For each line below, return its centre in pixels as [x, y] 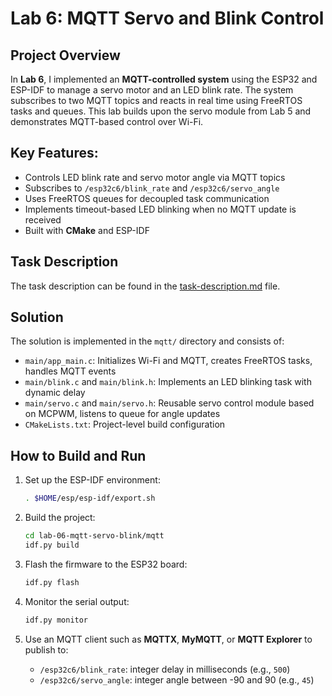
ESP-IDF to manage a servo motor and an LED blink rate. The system [152, 90]
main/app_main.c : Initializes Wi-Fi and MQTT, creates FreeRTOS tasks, [168, 361]
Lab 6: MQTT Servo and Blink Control [167, 18]
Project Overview [65, 55]
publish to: [46, 649]
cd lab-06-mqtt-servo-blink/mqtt [94, 536]
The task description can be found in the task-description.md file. [145, 286]
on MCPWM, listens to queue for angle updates [122, 414]
